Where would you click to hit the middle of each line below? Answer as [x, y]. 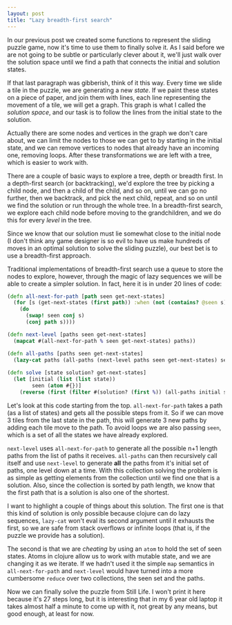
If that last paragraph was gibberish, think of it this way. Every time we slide [115, 82]
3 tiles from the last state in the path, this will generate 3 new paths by [107, 420]
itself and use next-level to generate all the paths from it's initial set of [108, 463]
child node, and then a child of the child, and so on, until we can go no [107, 191]
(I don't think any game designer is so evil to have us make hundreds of [109, 240]
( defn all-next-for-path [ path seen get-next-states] [86, 296]
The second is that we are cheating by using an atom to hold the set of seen [115, 549]
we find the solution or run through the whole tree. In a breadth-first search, [115, 205]
